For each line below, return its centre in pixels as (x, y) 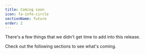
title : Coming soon (25, 9)
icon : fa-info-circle (27, 14)
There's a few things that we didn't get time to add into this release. (73, 37)
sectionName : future (26, 18)
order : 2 (14, 23)
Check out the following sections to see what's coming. (61, 46)
